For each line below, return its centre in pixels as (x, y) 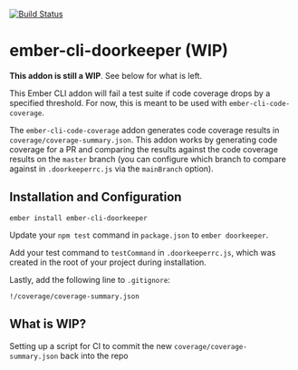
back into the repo (94, 355)
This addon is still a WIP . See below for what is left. (106, 75)
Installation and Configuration (96, 197)
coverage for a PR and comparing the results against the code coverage (144, 149)
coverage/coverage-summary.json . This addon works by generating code (144, 140)
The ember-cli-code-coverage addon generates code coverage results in (144, 130)
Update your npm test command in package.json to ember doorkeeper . (139, 235)
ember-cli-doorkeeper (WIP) (119, 51)
